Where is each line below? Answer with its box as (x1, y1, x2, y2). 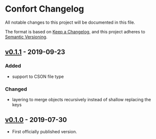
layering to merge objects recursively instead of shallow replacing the (12, 96, 151, 102)
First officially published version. (12, 128, 78, 134)
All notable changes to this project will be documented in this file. (5, 19, 136, 25)
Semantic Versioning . (5, 34, 47, 40)
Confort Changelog (5, 3, 84, 15)
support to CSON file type (12, 74, 64, 79)
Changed (5, 86, 28, 93)
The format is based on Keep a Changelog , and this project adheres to (5, 29, 145, 34)
